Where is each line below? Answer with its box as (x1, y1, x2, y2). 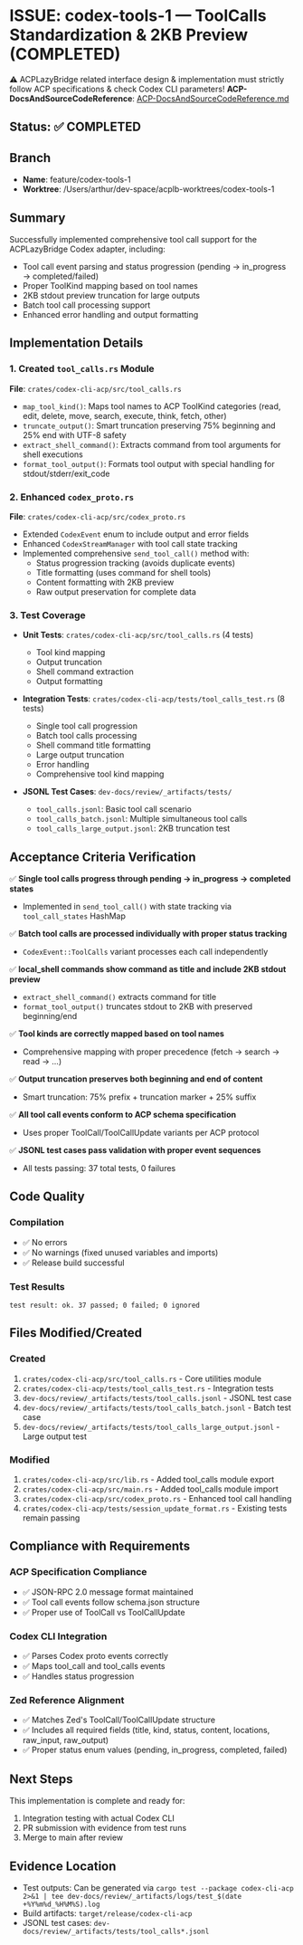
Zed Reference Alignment (9, 1693, 125, 1706)
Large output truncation (35, 749, 125, 760)
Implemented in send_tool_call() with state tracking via (22, 901, 232, 912)
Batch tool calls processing (35, 730, 137, 741)
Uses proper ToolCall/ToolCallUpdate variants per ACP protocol (22, 1128, 260, 1139)
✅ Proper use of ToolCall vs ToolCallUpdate (22, 1607, 185, 1617)
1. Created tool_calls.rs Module (9, 363, 156, 376)
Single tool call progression (35, 720, 138, 731)
